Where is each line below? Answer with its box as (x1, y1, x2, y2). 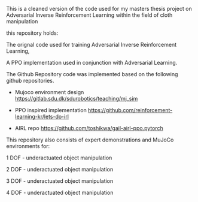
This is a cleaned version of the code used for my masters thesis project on (6, 5, 193, 12)
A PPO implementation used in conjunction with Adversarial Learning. (6, 59, 178, 66)
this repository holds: (6, 29, 59, 37)
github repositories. (6, 77, 54, 84)
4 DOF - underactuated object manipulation (6, 189, 114, 196)
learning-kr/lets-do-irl (14, 113, 69, 120)
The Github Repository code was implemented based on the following (6, 71, 178, 77)
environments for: (6, 143, 50, 149)
